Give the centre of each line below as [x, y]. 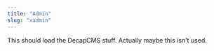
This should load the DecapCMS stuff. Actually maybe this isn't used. [107, 40]
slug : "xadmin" [29, 20]
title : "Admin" [29, 14]
